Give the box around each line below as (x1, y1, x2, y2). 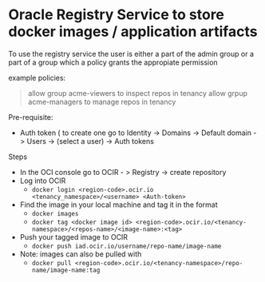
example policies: (8, 73, 66, 82)
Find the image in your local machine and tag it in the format (19, 200, 218, 209)
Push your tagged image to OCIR (19, 232, 129, 241)
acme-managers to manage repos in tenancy (27, 97, 176, 106)
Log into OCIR (19, 176, 66, 185)
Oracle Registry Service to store (8, 6, 225, 24)
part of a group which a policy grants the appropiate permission (8, 58, 218, 67)
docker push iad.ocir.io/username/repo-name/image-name (31, 242, 222, 250)
